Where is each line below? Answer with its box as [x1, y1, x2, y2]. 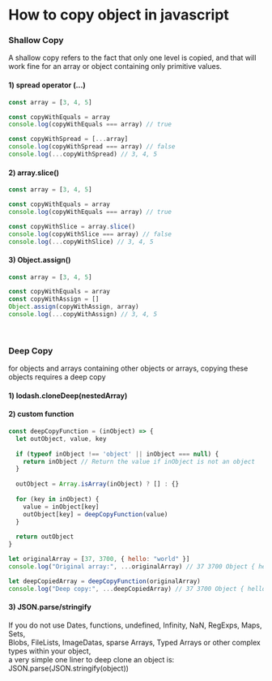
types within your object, [8, 646, 91, 656]
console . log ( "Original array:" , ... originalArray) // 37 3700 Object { [8, 562, 255, 571]
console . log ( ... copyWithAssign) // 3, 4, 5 [8, 311, 158, 319]
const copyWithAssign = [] [8, 295, 100, 303]
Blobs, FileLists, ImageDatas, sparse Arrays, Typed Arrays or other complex [8, 637, 261, 647]
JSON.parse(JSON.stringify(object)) [8, 663, 130, 673]
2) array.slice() [8, 168, 59, 178]
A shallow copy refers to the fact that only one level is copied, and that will [8, 53, 257, 62]
